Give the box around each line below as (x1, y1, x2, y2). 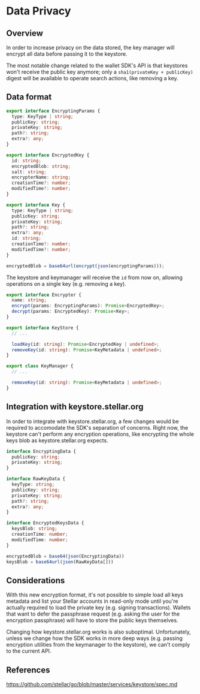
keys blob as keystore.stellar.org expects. (6, 436, 109, 444)
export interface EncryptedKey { (6, 152, 90, 158)
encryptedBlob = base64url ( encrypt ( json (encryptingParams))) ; (6, 262, 165, 269)
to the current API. (6, 647, 51, 654)
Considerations (6, 575, 65, 586)
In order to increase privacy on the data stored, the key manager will (6, 44, 175, 51)
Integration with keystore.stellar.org (6, 402, 144, 412)
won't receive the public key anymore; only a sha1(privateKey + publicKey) (6, 68, 193, 76)
